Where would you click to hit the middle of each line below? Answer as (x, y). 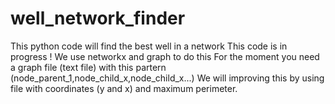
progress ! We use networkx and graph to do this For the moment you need (165, 56)
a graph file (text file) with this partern (88, 67)
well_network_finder (98, 18)
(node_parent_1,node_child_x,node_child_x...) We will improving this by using (167, 78)
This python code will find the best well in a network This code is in (149, 46)
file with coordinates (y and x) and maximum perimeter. (124, 88)
